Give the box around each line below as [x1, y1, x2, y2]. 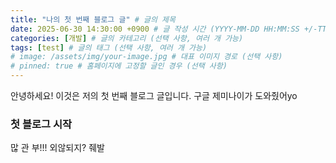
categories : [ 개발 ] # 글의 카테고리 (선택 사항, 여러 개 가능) [10, 33, 244, 43]
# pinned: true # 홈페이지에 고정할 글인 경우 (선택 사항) [10, 61, 228, 71]
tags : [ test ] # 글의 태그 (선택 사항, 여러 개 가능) [10, 42, 208, 53]
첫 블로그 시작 [10, 117, 73, 131]
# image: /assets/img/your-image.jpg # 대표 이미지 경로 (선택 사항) [10, 52, 283, 62]
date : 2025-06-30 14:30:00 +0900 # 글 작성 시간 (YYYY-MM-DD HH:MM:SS [10, 24, 300, 34]
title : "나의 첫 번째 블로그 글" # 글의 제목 [10, 14, 176, 25]
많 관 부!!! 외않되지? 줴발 [10, 142, 105, 154]
